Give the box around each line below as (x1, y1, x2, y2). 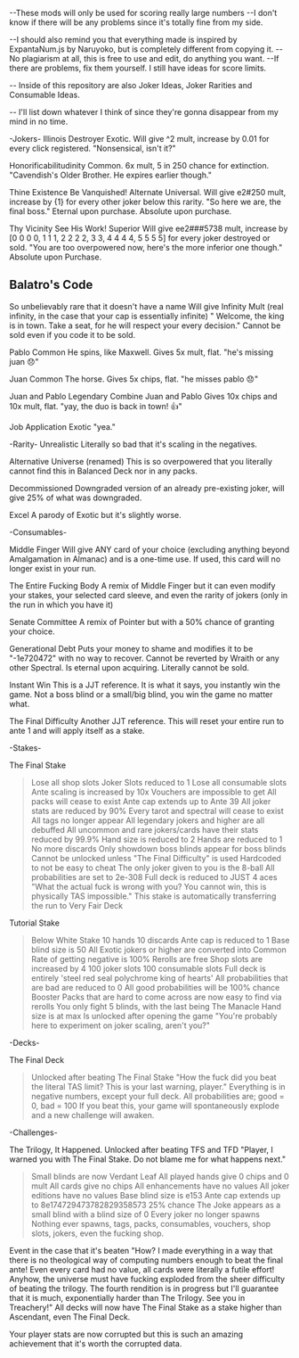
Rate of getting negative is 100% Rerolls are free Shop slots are (30, 953, 263, 964)
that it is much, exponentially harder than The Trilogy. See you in (9, 1292, 246, 1303)
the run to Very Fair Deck (30, 900, 124, 910)
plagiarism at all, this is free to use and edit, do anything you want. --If (21, 53, 279, 63)
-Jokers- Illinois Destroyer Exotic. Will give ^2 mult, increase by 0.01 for (9, 134, 270, 144)
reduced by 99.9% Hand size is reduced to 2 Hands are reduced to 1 (30, 834, 283, 844)
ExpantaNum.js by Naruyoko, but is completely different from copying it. (9, 44, 274, 54)
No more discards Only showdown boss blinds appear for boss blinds (30, 843, 287, 854)
